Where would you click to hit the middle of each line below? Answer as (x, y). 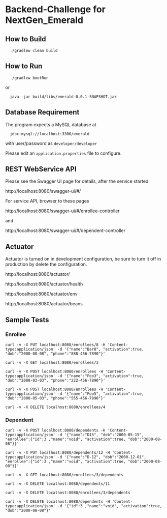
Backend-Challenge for (55, 9)
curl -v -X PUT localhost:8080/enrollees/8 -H (55, 344)
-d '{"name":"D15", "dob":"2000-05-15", (101, 435)
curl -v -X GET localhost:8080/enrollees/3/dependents (64, 475)
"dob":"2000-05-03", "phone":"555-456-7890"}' (55, 398)
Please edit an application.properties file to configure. (63, 153)
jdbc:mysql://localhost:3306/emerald (50, 134)
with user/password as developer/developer (51, 143)
